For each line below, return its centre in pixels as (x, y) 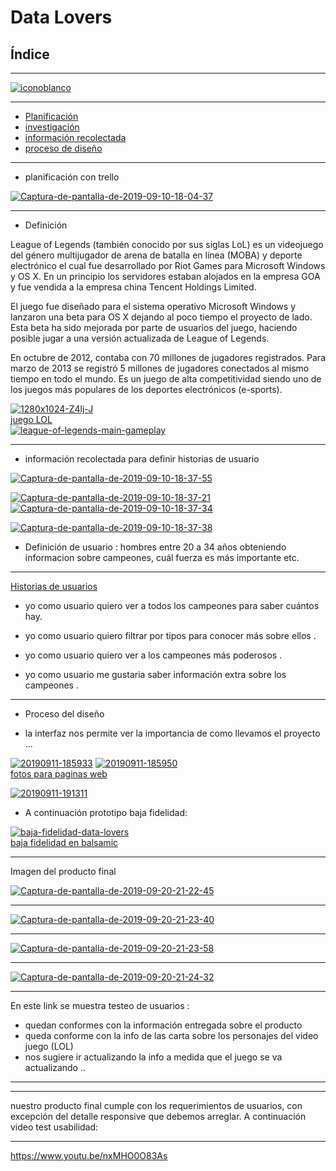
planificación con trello (72, 177)
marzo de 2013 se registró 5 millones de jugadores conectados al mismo (160, 368)
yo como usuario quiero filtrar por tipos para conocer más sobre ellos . (170, 635)
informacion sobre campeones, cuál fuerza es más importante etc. (162, 557)
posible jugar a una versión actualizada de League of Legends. (140, 338)
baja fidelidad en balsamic (64, 842)
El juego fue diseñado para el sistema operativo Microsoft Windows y (153, 306)
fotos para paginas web (59, 774)
